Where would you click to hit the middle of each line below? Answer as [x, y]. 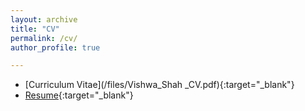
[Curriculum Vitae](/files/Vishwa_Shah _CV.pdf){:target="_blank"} [159, 85]
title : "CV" [35, 29]
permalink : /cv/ [44, 38]
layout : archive [44, 19]
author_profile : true [55, 47]
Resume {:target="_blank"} [79, 95]
